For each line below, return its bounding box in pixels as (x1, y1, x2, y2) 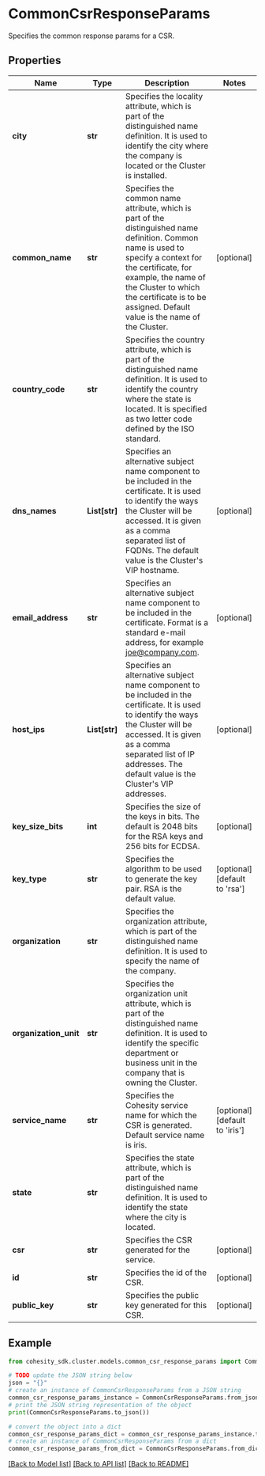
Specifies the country (125, 334, 205, 345)
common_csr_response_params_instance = (8, 1394, 140, 1402)
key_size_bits (12, 821, 64, 832)
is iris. (125, 1139, 147, 1150)
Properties (8, 54, 62, 67)
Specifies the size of (125, 801, 201, 812)
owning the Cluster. (125, 1077, 198, 1088)
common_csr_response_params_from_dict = (8, 1445, 144, 1453)
